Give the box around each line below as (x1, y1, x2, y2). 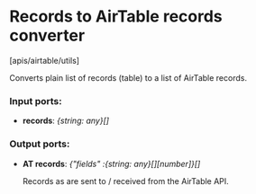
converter (9, 25, 86, 46)
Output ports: (9, 137, 70, 150)
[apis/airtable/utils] (9, 55, 79, 66)
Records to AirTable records (9, 6, 223, 27)
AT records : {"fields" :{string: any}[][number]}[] (22, 158, 201, 169)
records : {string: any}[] (22, 115, 110, 127)
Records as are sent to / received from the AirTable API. (22, 175, 230, 186)
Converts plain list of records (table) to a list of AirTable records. (9, 72, 248, 83)
